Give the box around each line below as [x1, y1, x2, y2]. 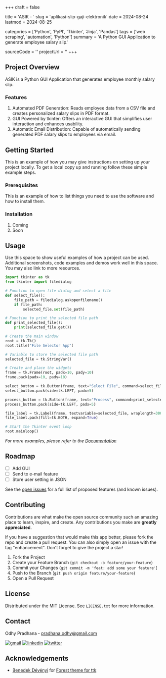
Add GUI [12, 465, 30, 471]
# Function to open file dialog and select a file [5, 288, 112, 294]
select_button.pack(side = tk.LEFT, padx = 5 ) [5, 388, 94, 393]
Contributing [5, 501, 45, 509]
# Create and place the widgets [5, 365, 72, 370]
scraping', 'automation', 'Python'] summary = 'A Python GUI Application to [5, 34, 156, 40]
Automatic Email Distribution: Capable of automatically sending [12, 126, 141, 132]
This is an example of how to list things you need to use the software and [5, 193, 154, 199]
